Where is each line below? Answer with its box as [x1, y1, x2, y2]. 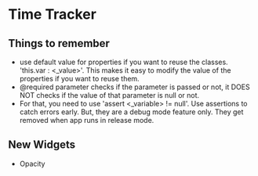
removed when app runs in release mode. [19, 116, 154, 124]
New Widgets [8, 138, 76, 152]
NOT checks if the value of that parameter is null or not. [19, 91, 200, 99]
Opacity [19, 159, 45, 168]
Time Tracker [8, 5, 96, 23]
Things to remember [8, 37, 110, 50]
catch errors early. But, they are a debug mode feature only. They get [19, 107, 244, 117]
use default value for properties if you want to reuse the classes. [19, 57, 229, 66]
